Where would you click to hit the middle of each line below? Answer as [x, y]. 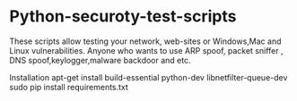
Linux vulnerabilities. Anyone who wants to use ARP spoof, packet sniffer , [146, 50]
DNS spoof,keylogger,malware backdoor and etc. [100, 60]
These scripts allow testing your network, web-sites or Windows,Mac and [145, 41]
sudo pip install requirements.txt [69, 87]
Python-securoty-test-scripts [123, 17]
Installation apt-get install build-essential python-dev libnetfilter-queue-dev [148, 77]
